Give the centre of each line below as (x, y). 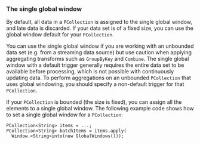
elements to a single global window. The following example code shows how (100, 109)
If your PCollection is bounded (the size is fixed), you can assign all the (94, 102)
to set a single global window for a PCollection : (65, 115)
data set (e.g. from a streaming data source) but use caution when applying (99, 53)
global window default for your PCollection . (60, 35)
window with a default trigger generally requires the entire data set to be (95, 65)
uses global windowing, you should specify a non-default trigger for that (95, 84)
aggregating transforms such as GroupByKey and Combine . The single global (98, 59)
